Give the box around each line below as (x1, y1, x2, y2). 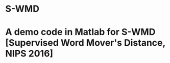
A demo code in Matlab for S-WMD (5, 26, 156, 38)
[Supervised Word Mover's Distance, (5, 37, 166, 49)
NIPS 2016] (5, 48, 54, 59)
